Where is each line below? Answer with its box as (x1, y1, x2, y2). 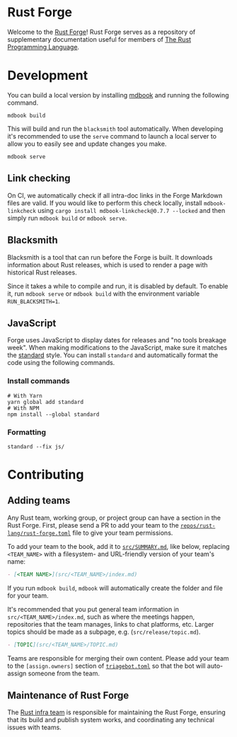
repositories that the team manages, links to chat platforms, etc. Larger (7, 620, 214, 628)
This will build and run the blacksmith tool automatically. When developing (7, 124, 224, 133)
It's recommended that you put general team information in (7, 605, 179, 613)
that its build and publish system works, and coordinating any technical (7, 716, 214, 724)
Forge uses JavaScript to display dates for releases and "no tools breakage (7, 336, 226, 344)
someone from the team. (28, 669, 100, 678)
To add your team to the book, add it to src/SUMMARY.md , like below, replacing (7, 542, 230, 550)
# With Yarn (7, 392, 42, 400)
